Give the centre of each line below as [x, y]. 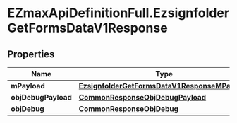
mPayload [28, 86]
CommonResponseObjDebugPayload [142, 97]
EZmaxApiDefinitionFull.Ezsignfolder [119, 13]
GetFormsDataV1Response [87, 28]
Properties [31, 54]
